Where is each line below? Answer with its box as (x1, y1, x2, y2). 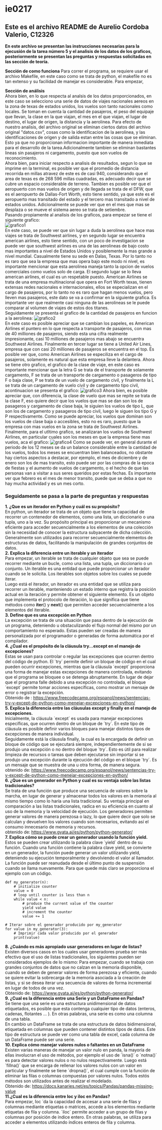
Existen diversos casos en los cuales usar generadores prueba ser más (5, 949, 147, 955)
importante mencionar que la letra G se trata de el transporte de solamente (5, 367, 154, 372)
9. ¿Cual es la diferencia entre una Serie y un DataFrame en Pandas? (5, 995, 145, 1001)
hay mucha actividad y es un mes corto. (5, 480, 85, 486)
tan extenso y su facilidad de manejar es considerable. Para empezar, (5, 79, 144, 84)
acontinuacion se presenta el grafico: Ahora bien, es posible (5, 388, 147, 393)
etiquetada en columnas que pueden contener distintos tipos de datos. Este (5, 1026, 156, 1032)
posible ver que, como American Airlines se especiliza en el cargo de (5, 352, 143, 357)
